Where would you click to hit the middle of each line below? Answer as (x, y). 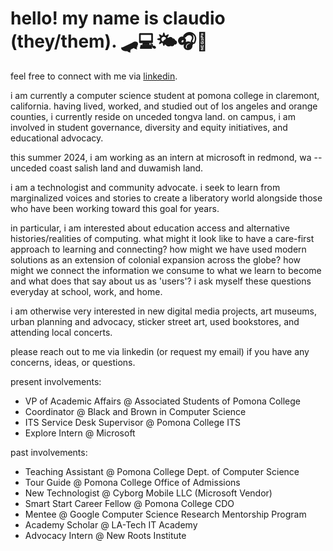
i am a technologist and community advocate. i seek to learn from (145, 187)
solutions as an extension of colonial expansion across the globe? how (156, 259)
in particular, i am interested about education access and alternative (150, 228)
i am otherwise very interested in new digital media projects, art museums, (163, 311)
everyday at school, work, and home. (86, 291)
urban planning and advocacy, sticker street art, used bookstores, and (155, 321)
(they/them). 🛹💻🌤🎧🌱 (109, 41)
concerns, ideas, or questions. (73, 362)
